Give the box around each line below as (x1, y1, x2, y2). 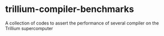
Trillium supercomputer (5, 25, 53, 31)
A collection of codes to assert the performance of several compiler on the (5, 20, 159, 26)
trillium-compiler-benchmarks (5, 3, 134, 15)
